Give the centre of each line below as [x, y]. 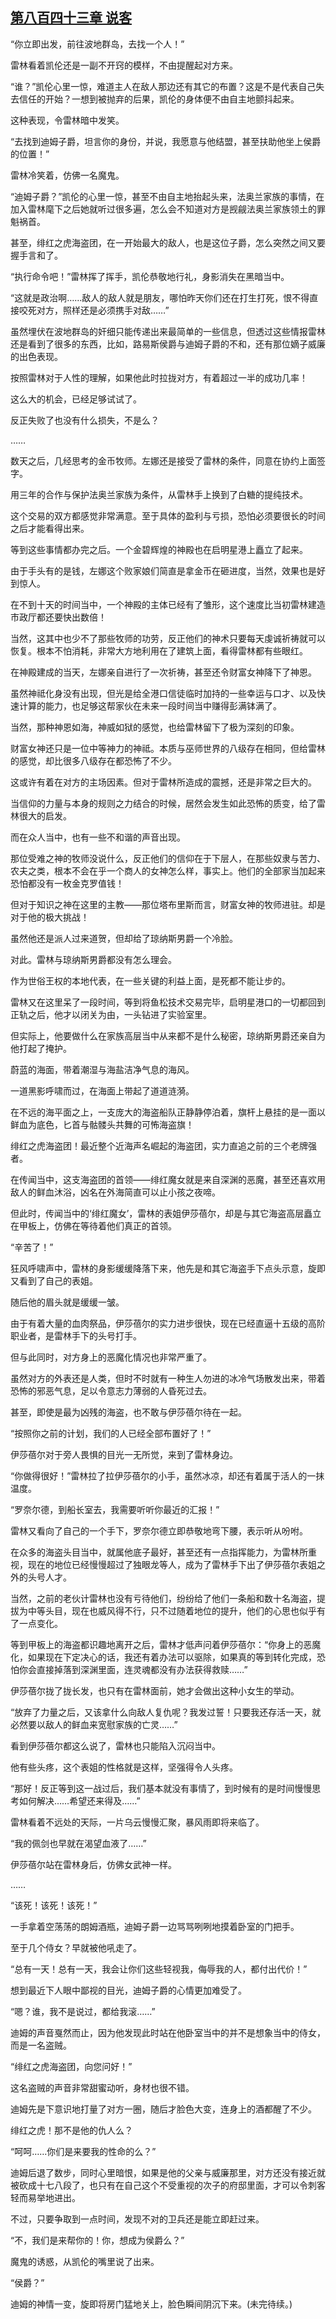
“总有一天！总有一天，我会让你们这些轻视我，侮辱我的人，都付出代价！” [159, 1969]
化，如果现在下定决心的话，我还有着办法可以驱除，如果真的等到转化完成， [163, 1657]
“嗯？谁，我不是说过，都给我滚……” [83, 2011]
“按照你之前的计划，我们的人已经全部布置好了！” [111, 1433]
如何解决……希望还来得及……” [79, 1800]
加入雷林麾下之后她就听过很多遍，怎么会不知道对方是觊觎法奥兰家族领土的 [163, 209]
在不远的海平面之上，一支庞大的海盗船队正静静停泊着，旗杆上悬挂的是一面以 [168, 1112]
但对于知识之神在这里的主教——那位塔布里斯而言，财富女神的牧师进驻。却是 [168, 904]
